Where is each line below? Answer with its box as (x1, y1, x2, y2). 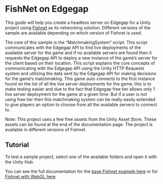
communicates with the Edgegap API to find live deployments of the (5, 44, 141, 50)
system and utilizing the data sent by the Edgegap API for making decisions (5, 70, 157, 76)
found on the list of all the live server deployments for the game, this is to (5, 81, 152, 86)
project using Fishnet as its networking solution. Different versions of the (5, 24, 151, 30)
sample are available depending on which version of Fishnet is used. (5, 30, 143, 36)
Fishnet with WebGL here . (5, 173, 57, 179)
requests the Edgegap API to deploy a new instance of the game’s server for (5, 55, 158, 61)
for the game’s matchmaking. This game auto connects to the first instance (5, 76, 155, 82)
